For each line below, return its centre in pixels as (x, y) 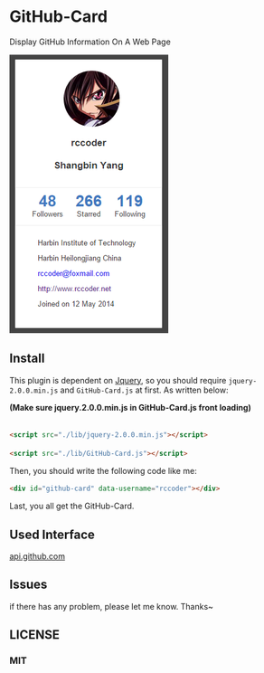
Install (27, 359)
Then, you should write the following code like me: (103, 471)
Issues (28, 585)
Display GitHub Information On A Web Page (90, 42)
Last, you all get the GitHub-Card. (72, 506)
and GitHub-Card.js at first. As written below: (144, 390)
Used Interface (52, 534)
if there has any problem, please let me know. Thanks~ (112, 606)
